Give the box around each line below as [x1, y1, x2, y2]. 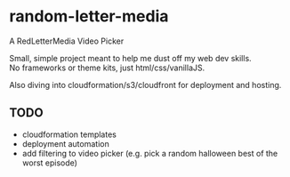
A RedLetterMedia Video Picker [9, 36, 125, 46]
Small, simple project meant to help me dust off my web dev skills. [9, 52, 252, 63]
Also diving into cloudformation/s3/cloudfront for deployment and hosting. [9, 79, 282, 90]
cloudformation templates [21, 129, 117, 140]
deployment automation [21, 138, 109, 149]
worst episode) [21, 157, 78, 168]
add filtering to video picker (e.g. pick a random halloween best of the [21, 148, 278, 158]
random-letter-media [9, 6, 169, 27]
